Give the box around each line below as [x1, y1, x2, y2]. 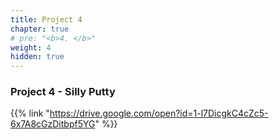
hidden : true [10, 52, 65, 62]
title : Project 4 [10, 14, 83, 25]
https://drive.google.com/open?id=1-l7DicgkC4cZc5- [49, 107, 269, 120]
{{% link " [10, 107, 50, 120]
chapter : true [10, 24, 70, 34]
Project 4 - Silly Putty [10, 85, 116, 99]
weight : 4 [10, 42, 52, 53]
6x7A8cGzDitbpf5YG [10, 118, 96, 130]
